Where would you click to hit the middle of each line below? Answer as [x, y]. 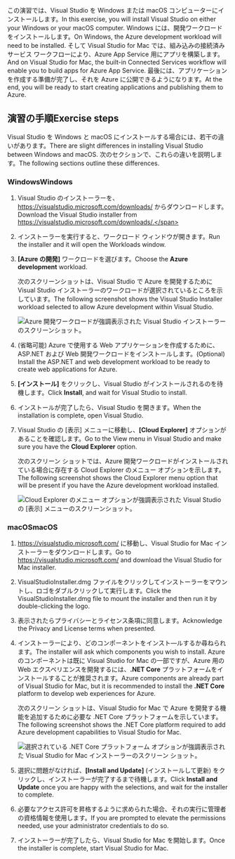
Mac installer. [37, 567]
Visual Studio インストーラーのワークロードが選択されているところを [117, 290]
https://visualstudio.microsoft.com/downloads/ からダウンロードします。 [122, 207]
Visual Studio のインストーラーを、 [68, 198]
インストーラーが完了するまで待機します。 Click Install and [133, 780]
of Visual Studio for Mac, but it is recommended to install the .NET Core [121, 686]
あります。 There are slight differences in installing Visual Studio [111, 146]
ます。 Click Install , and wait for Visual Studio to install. [108, 393]
